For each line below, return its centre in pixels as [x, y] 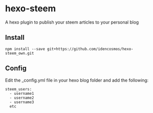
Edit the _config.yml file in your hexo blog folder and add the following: [77, 80]
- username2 [22, 98]
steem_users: [19, 89]
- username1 [22, 93]
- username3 [22, 102]
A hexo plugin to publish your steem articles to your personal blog [72, 22]
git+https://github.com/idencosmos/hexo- [90, 49]
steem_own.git [20, 53]
